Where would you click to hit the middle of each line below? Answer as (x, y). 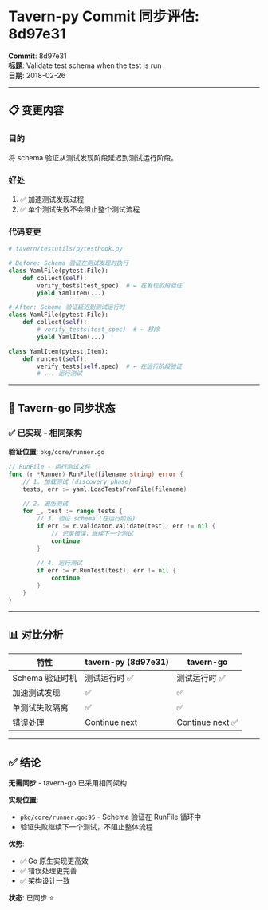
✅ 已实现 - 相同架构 (45, 433)
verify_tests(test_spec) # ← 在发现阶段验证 (110, 285)
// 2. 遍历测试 (45, 504)
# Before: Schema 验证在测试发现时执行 (69, 263)
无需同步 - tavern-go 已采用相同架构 (68, 783)
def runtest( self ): (55, 359)
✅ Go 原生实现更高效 (54, 861)
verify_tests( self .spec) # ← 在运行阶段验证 (110, 366)
